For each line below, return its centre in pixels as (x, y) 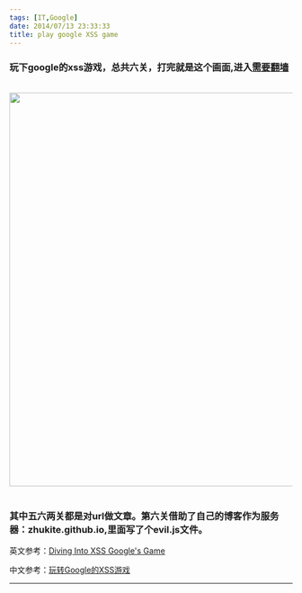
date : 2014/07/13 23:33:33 (60, 26)
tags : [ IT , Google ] (44, 18)
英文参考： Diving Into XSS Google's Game (88, 551)
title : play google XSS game (64, 34)
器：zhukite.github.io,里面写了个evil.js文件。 (109, 529)
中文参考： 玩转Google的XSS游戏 (70, 570)
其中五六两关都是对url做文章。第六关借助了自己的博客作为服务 (144, 516)
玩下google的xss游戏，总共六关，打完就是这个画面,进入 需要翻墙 (149, 67)
